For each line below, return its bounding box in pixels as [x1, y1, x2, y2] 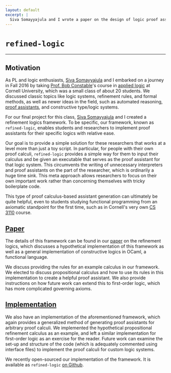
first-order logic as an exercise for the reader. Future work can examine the [5, 335, 163, 341]
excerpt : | [5, 12, 28, 17]
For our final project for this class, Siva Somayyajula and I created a [5, 114, 147, 120]
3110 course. [5, 209, 32, 216]
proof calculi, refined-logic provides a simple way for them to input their [5, 151, 159, 157]
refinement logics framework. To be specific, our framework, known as [5, 119, 154, 125]
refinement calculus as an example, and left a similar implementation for [5, 330, 156, 336]
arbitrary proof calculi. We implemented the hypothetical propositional [5, 325, 152, 331]
